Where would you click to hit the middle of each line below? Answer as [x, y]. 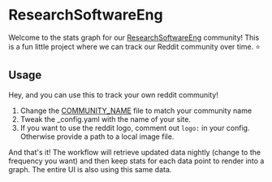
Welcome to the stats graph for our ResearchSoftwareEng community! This [134, 37]
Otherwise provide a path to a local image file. [97, 136]
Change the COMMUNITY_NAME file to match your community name [136, 110]
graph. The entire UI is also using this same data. [90, 169]
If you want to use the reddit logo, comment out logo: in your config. [135, 128]
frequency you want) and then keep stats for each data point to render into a [136, 161]
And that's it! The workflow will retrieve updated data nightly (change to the [135, 152]
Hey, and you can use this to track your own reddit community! [114, 94]
